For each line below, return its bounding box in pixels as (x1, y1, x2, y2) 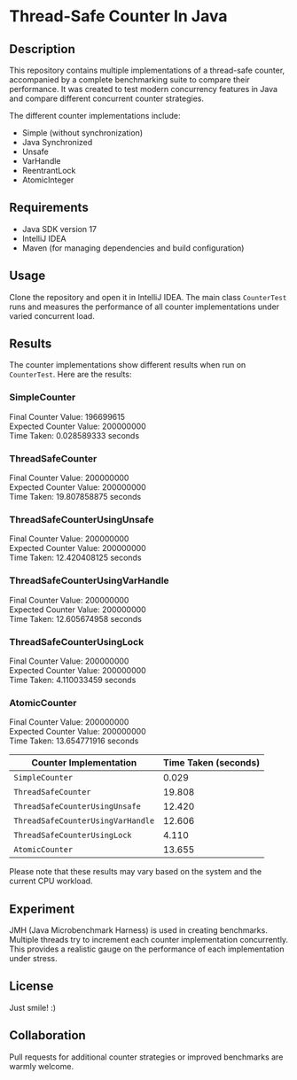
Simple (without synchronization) (21, 128, 144, 138)
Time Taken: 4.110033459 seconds (9, 674, 137, 685)
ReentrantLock (21, 166, 76, 175)
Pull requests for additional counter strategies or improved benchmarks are (9, 1052, 284, 1062)
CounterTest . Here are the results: (9, 369, 132, 380)
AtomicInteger (21, 175, 74, 185)
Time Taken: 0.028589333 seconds (9, 430, 140, 440)
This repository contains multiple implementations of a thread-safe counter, (9, 65, 285, 75)
